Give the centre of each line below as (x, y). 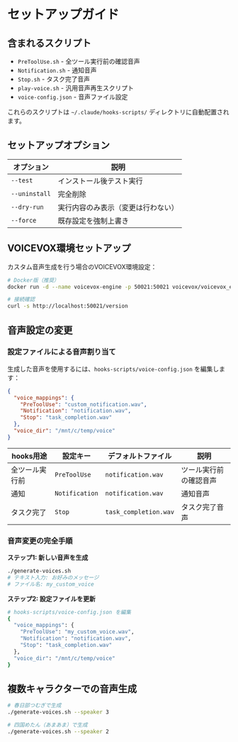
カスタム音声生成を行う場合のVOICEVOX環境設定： (82, 266)
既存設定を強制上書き (93, 221)
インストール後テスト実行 (100, 180)
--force (24, 220)
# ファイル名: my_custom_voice (51, 584)
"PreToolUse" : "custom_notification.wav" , (84, 404)
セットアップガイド (63, 15)
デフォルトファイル (140, 456)
